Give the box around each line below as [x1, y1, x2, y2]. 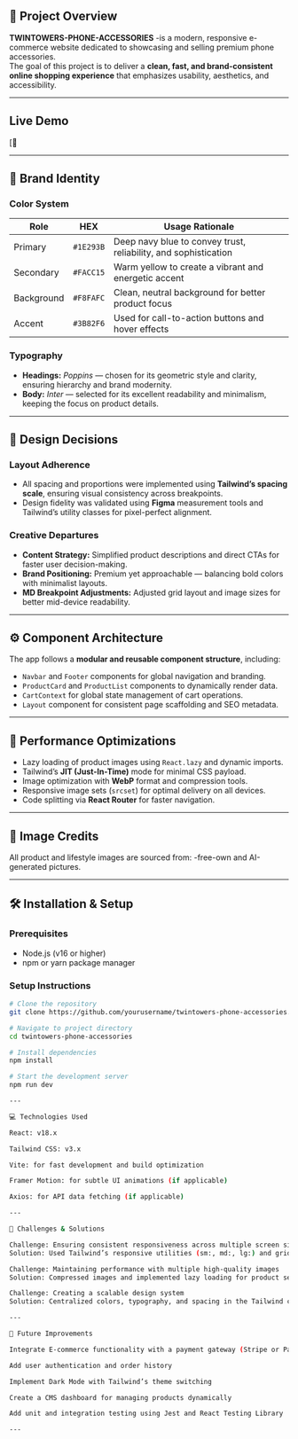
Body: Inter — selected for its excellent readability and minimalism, [21, 388, 267, 399]
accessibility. [9, 79, 58, 90]
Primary [13, 241, 47, 254]
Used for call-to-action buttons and [114, 312, 264, 325]
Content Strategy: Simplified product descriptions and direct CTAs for [21, 549, 279, 559]
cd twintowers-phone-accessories [9, 1032, 133, 1041]
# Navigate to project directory [9, 1023, 133, 1033]
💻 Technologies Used [9, 1112, 89, 1122]
